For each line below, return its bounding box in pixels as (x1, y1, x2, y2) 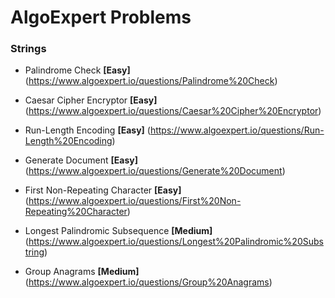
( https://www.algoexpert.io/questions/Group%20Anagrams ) (24, 276, 273, 288)
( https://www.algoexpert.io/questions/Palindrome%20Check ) (24, 75, 278, 87)
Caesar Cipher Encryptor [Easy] (24, 94, 158, 106)
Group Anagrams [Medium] (24, 266, 140, 278)
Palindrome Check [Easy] (24, 64, 131, 76)
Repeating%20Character (24, 206, 128, 218)
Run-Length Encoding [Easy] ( (24, 124, 151, 136)
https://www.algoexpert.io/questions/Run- (149, 124, 325, 136)
